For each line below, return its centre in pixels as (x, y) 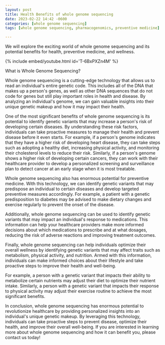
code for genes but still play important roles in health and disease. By (75, 96)
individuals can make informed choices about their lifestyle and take (74, 260)
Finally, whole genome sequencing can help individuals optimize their (76, 245)
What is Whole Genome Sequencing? (43, 71)
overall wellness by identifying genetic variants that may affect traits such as (83, 250)
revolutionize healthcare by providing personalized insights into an (72, 311)
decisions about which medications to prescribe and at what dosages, (76, 230)
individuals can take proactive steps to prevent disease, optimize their (76, 322)
